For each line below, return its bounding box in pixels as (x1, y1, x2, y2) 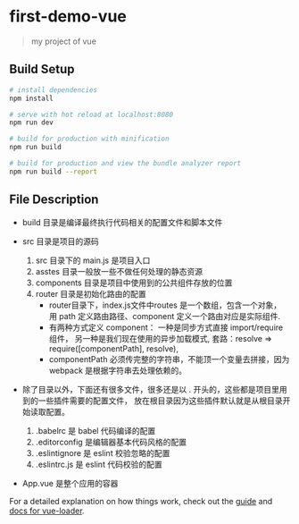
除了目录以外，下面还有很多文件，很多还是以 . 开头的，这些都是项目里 (21, 384, 279, 394)
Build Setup (9, 62, 75, 77)
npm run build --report (9, 167, 98, 176)
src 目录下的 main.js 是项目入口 (35, 255, 151, 266)
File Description (9, 192, 99, 207)
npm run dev (9, 118, 54, 127)
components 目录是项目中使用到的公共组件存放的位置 (35, 277, 233, 288)
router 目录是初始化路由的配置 (35, 288, 147, 299)
